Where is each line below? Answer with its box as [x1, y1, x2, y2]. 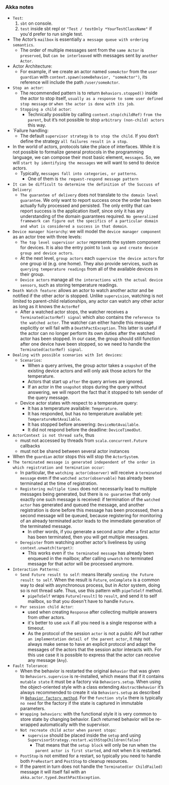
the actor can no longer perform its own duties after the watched [20, 330, 155, 337]
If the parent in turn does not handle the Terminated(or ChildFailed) [20, 763, 163, 770]
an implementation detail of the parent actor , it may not [27, 636, 150, 642]
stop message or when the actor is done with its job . [20, 101, 135, 107]
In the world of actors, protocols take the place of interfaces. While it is [12, 144, 160, 150]
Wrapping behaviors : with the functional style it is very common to [20, 711, 157, 717]
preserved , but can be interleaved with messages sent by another [20, 52, 158, 59]
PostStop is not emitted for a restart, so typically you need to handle [20, 753, 161, 759]
